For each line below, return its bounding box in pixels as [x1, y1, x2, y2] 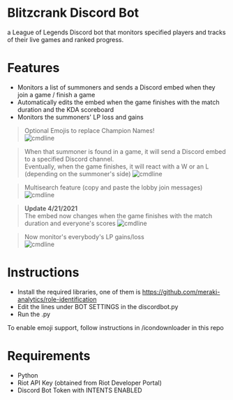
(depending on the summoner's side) [24, 169, 131, 178]
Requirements [7, 348, 91, 364]
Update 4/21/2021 [24, 204, 78, 213]
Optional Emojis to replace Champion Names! [24, 126, 155, 134]
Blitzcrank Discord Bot [7, 5, 140, 21]
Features [7, 60, 60, 76]
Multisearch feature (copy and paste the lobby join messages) [24, 183, 203, 192]
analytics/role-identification [17, 295, 97, 303]
